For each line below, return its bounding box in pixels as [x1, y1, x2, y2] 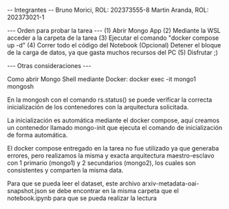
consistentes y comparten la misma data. [7, 166, 124, 174]
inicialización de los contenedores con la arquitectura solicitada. [7, 103, 189, 111]
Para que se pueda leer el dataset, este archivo [7, 179, 141, 188]
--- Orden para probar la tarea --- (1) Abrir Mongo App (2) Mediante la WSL [7, 27, 221, 34]
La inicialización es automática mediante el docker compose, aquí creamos [7, 116, 220, 124]
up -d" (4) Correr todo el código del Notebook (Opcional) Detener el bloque [7, 41, 221, 49]
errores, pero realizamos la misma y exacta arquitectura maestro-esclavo [7, 151, 215, 159]
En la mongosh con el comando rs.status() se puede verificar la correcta [7, 96, 212, 104]
